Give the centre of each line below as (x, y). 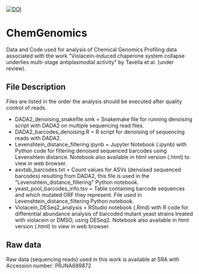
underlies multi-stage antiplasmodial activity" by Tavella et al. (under (90, 62)
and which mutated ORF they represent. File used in (78, 195)
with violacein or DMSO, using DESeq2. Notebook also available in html (102, 220)
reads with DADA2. (38, 138)
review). (16, 68)
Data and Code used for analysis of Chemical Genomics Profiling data (91, 49)
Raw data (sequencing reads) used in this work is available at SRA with (93, 259)
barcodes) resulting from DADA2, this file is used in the (82, 176)
